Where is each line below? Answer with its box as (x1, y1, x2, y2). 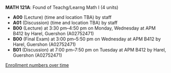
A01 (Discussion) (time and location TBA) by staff (12, 20, 118, 26)
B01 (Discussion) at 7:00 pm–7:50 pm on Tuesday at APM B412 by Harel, (12, 47, 166, 53)
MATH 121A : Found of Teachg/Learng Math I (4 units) (5, 5, 119, 10)
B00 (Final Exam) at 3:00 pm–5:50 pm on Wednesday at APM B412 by (12, 36, 161, 42)
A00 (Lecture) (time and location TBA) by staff (12, 14, 112, 20)
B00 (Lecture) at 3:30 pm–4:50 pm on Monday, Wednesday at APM (12, 25, 156, 31)
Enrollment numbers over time (5, 62, 69, 68)
